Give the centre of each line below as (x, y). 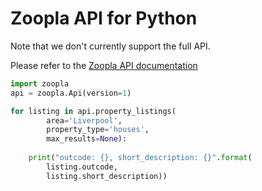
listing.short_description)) (107, 176)
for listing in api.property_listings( (93, 111)
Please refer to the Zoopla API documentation (104, 65)
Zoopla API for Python (104, 18)
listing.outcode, (82, 167)
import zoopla (40, 83)
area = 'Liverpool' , (84, 120)
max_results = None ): (87, 139)
